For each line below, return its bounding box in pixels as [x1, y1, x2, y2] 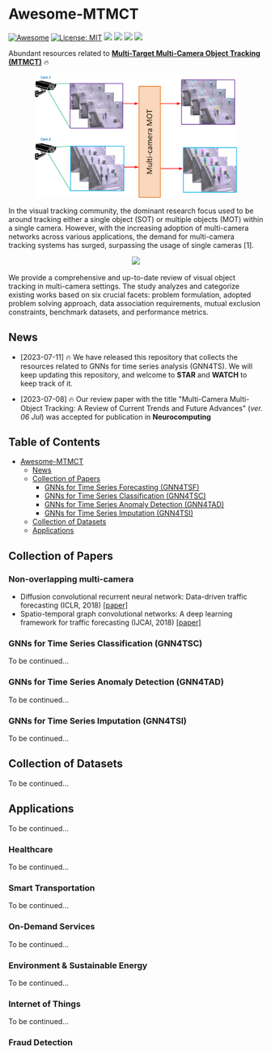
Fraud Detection [8, 1037, 73, 1048]
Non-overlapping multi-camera [8, 573, 134, 584]
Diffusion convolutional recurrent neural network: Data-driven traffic [19, 592, 248, 602]
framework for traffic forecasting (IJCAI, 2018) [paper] [19, 617, 201, 628]
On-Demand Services [8, 921, 95, 932]
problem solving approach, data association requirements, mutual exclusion [8, 298, 261, 308]
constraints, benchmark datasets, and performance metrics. [8, 307, 209, 317]
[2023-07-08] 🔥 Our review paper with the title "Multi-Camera [19, 394, 228, 403]
